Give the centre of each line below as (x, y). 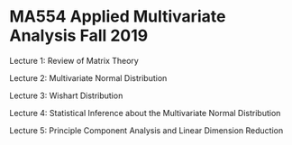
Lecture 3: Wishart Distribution (66, 95)
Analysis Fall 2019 (79, 36)
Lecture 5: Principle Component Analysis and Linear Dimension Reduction (146, 130)
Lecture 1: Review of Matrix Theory (74, 60)
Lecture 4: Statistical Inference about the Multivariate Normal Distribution (145, 113)
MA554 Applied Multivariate (118, 17)
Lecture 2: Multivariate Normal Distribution (88, 77)
